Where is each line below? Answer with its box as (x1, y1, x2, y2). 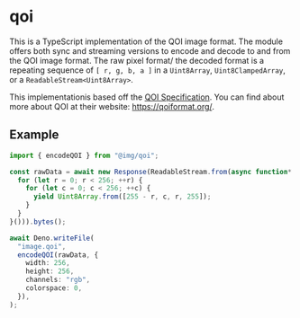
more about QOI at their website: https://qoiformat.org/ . (9, 101, 214, 111)
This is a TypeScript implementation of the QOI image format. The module (9, 36, 284, 47)
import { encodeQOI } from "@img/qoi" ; (9, 151, 159, 160)
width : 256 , (25, 259, 70, 268)
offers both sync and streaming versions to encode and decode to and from (9, 45, 291, 56)
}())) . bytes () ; (9, 217, 67, 226)
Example (9, 128, 59, 143)
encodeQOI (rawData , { (17, 250, 99, 260)
